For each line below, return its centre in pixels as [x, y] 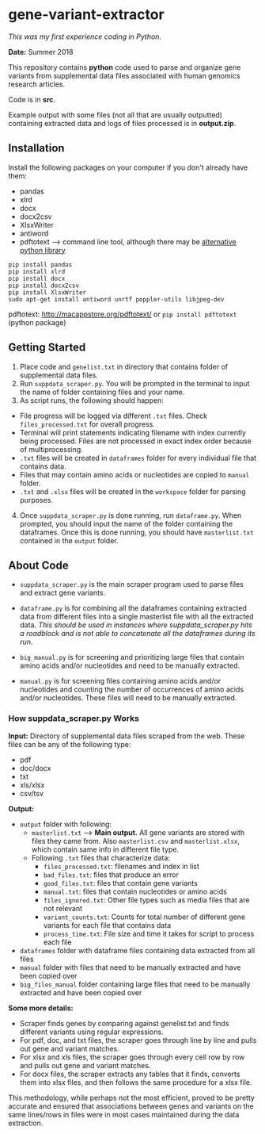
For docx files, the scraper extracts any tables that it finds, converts [130, 1074]
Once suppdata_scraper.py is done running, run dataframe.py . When [131, 515]
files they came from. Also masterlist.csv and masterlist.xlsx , [135, 841]
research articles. [37, 84]
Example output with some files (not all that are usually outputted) [115, 115]
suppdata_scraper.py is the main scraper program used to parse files [131, 584]
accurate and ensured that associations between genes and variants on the [131, 1106]
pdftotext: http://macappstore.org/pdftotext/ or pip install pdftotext [123, 314]
